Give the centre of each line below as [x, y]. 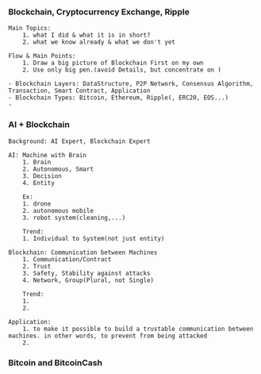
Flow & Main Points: [42, 56]
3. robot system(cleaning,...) [74, 218]
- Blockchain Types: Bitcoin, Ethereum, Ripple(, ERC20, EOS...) [118, 98]
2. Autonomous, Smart [58, 169]
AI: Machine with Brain [48, 155]
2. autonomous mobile [58, 210]
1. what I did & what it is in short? [86, 35]
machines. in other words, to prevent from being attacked [108, 336]
